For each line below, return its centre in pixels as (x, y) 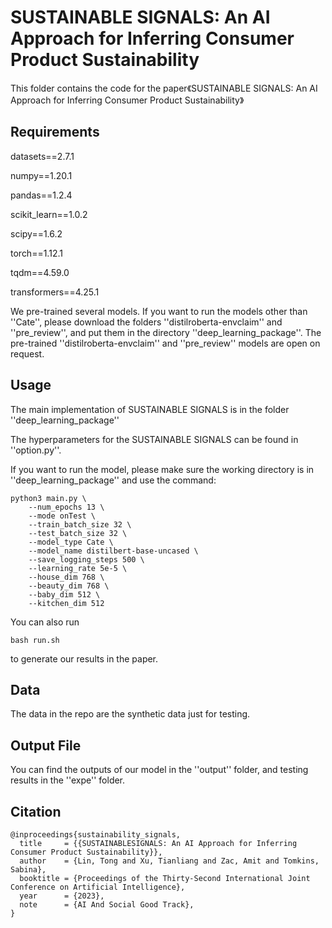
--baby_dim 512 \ (64, 594)
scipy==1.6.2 (36, 233)
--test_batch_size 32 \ (78, 533)
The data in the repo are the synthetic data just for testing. (130, 714)
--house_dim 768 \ (66, 577)
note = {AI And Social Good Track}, (107, 905)
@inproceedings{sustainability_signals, (96, 835)
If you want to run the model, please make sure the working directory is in (162, 469)
